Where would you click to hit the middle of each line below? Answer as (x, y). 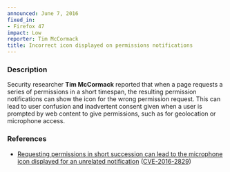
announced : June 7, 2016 (43, 13)
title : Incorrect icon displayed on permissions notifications (100, 45)
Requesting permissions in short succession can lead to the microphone (120, 154)
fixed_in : (21, 20)
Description (27, 69)
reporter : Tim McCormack (43, 39)
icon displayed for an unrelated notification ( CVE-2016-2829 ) (104, 161)
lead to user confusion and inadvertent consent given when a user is (105, 107)
